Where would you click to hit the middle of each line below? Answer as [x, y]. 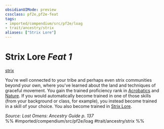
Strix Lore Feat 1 [39, 57]
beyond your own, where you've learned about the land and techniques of [81, 85]
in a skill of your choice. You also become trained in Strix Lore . [69, 106]
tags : [11, 19]
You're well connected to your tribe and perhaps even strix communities [79, 80]
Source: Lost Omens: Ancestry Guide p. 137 [49, 116]
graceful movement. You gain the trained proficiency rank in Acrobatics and [82, 90]
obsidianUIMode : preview [31, 10]
